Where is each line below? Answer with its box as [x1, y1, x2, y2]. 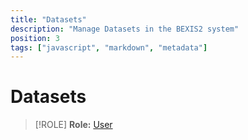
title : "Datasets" [10, 14, 87, 25]
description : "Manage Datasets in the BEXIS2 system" [10, 24, 240, 34]
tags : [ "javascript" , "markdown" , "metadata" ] [10, 42, 208, 53]
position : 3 [10, 33, 60, 43]
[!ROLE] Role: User [34, 119, 113, 131]
